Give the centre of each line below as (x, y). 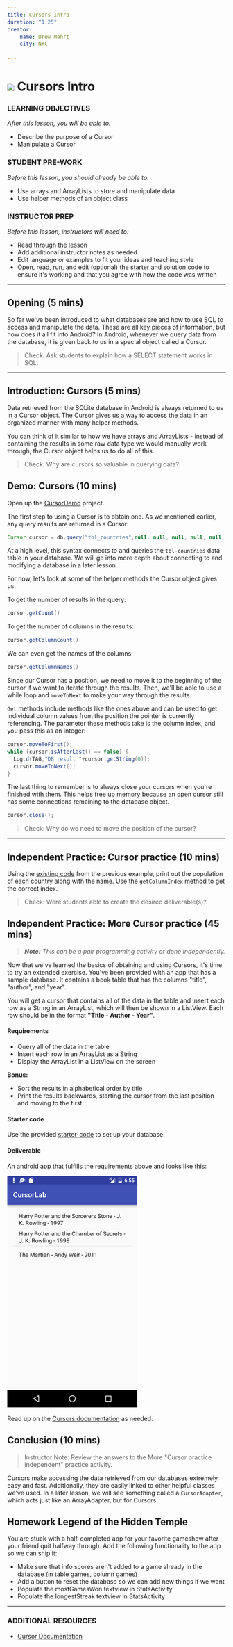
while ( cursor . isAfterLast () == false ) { (68, 752)
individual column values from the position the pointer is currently (101, 716)
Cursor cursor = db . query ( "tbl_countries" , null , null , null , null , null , (116, 537)
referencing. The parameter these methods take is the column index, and (111, 724)
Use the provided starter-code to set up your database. (86, 1135)
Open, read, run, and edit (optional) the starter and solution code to (113, 267)
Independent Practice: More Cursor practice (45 (113, 924)
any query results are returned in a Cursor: (68, 524)
